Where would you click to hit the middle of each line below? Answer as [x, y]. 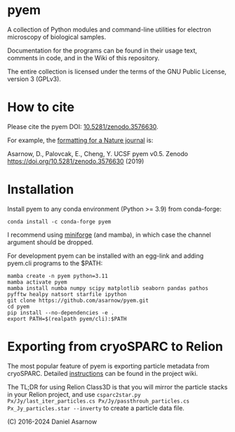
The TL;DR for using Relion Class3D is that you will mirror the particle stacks [117, 386]
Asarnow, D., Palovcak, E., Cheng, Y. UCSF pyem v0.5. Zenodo [98, 153]
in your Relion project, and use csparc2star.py [74, 394]
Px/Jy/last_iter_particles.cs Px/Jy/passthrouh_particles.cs [99, 401]
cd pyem [19, 307]
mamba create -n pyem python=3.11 [58, 276]
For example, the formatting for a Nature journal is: [80, 140]
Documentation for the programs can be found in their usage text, [102, 50]
